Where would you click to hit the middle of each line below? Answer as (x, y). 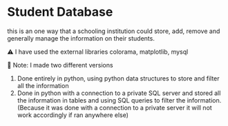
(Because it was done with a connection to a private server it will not (114, 107)
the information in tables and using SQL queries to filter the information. (119, 100)
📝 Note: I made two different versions (60, 65)
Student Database (60, 12)
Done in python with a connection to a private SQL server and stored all (119, 93)
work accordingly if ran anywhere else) (73, 115)
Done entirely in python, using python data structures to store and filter (118, 78)
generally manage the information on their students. (81, 38)
